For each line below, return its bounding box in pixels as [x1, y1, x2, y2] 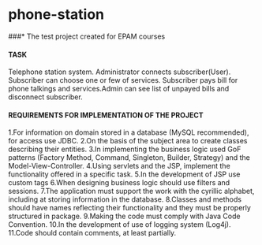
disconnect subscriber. [8, 92, 83, 102]
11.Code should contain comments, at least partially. [8, 228, 177, 238]
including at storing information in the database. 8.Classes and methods [8, 195, 242, 204]
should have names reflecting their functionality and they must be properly [8, 203, 251, 213]
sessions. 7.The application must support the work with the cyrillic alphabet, [8, 187, 255, 196]
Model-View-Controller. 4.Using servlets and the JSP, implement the [8, 161, 230, 171]
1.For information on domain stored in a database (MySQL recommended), [8, 128, 249, 137]
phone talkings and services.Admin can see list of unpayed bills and [8, 84, 230, 94]
